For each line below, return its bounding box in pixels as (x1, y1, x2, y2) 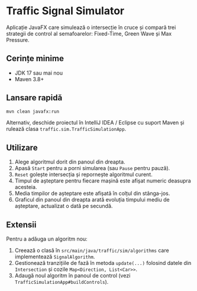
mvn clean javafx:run (6, 108, 60, 114)
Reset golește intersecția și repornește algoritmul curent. (14, 171, 153, 178)
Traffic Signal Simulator (6, 4, 125, 18)
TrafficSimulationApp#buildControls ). (14, 279, 109, 286)
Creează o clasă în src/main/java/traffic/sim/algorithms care (14, 247, 170, 254)
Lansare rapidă (6, 93, 63, 103)
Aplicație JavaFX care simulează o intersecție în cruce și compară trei (6, 24, 176, 31)
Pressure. (6, 36, 30, 43)
